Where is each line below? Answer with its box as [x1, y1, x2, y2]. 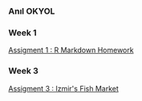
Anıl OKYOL [8, 6, 55, 17]
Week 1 [8, 26, 38, 38]
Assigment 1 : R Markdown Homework [8, 46, 134, 55]
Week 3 [8, 66, 39, 77]
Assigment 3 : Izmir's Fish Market [8, 83, 119, 93]
